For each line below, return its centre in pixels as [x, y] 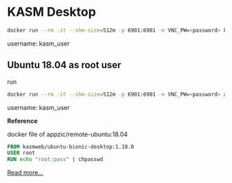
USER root [21, 153]
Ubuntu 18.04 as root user [64, 65]
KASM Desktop [52, 12]
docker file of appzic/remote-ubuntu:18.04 [68, 134]
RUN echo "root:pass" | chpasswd [55, 160]
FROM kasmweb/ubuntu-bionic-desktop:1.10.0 [71, 147]
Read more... [25, 173]
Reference [22, 120]
